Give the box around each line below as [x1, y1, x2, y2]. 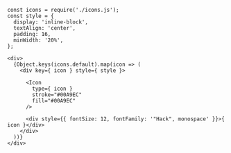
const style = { [7, 12, 54, 19]
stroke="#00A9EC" [32, 91, 82, 98]
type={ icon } [32, 85, 73, 92]
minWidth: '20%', [13, 37, 64, 44]
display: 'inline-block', [13, 19, 89, 26]
